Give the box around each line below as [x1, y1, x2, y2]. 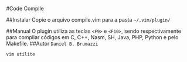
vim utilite [6, 51, 35, 57]
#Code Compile [6, 5, 44, 12]
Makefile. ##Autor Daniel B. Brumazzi [6, 40, 98, 47]
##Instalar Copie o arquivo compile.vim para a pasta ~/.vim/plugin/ [6, 16, 171, 23]
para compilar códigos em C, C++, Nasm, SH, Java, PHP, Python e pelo [6, 34, 179, 40]
